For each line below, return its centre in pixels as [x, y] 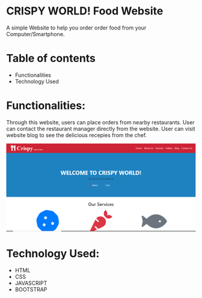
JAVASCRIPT [31, 283]
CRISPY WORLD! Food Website [85, 11]
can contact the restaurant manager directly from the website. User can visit [101, 129]
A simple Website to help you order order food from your [76, 28]
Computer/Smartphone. [35, 34]
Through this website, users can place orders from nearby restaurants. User [100, 122]
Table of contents [51, 59]
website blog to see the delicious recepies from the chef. [77, 135]
